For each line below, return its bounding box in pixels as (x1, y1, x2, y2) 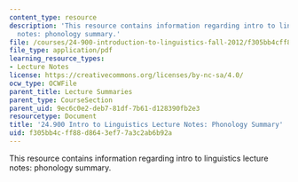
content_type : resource (9, 12, 98, 22)
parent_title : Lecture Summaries (9, 87, 133, 96)
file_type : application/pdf (9, 46, 114, 55)
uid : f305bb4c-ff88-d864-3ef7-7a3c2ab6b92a (9, 129, 173, 138)
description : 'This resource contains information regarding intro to (9, 21, 276, 30)
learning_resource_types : (9, 54, 105, 63)
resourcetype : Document (9, 112, 98, 121)
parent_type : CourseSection (9, 95, 114, 105)
